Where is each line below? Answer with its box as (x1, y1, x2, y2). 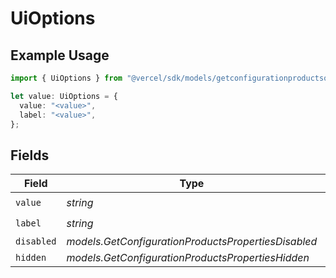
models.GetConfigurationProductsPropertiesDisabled (66, 235, 318, 249)
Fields (10, 147, 50, 164)
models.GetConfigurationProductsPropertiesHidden (66, 251, 310, 265)
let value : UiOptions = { (10, 91, 118, 101)
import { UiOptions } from (10, 73, 123, 83)
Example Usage (10, 47, 110, 64)
